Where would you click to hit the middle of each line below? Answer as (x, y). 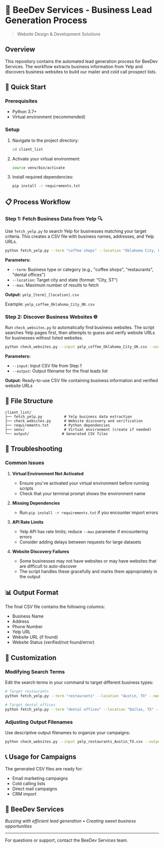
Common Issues (25, 463)
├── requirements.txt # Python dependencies (58, 425)
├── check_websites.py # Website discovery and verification (74, 421)
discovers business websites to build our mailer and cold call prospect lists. (81, 72)
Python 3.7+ (24, 112)
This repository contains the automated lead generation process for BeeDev (82, 61)
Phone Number (27, 627)
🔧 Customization (31, 657)
